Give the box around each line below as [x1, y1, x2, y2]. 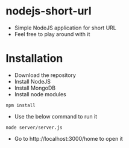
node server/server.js [5, 125, 63, 131]
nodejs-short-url [5, 4, 92, 18]
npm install [5, 102, 36, 108]
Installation [5, 52, 63, 66]
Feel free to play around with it [14, 30, 90, 37]
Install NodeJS [14, 78, 51, 85]
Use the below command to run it [14, 113, 98, 120]
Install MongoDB [14, 84, 56, 91]
